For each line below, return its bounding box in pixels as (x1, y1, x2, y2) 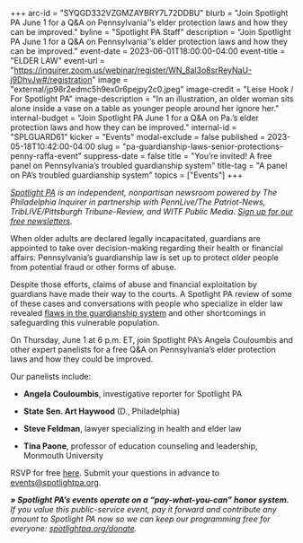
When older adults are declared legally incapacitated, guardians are (10, 233, 262, 243)
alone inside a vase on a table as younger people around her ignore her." (10, 103, 280, 113)
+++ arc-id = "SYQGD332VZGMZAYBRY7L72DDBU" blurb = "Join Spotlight (10, 8, 289, 18)
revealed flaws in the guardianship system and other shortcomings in (10, 308, 266, 318)
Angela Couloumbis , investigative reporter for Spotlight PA (22, 389, 243, 398)
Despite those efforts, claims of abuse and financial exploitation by (10, 279, 257, 290)
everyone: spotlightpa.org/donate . (10, 523, 138, 533)
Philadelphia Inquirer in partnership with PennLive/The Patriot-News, (10, 197, 266, 207)
